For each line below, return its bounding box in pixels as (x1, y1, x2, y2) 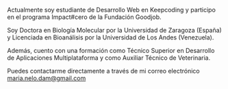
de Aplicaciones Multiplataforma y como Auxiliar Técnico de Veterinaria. (7, 54, 211, 62)
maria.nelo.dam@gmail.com (7, 74, 86, 82)
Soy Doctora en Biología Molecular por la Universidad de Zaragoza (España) (7, 26, 223, 34)
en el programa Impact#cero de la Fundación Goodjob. (7, 13, 162, 21)
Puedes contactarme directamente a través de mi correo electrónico (7, 67, 200, 75)
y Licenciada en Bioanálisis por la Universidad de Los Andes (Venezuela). (7, 33, 214, 41)
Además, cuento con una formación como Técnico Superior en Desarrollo (7, 47, 215, 54)
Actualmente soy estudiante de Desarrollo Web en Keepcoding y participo (7, 6, 216, 14)
